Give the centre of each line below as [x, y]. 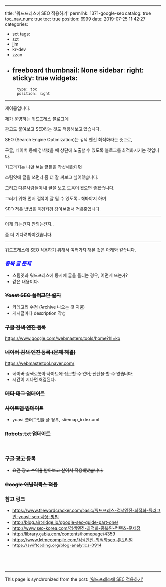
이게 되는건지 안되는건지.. [30, 224]
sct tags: [21, 34]
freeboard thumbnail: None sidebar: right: [78, 70]
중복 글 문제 [18, 263]
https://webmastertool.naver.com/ [40, 363]
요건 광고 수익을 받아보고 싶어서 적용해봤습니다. [58, 470]
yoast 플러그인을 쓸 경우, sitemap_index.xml [56, 420]
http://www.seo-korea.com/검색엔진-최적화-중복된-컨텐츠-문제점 [76, 528]
